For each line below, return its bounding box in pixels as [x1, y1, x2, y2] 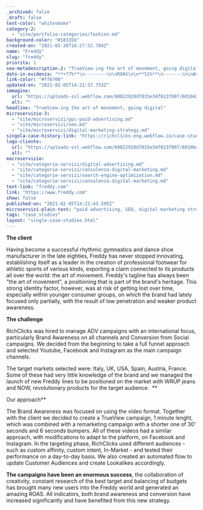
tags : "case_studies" [6, 212, 61, 218]
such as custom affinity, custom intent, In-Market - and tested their [6, 446, 173, 454]
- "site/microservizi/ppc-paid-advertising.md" [11, 116, 134, 122]
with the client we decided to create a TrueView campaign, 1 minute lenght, [6, 414, 193, 421]
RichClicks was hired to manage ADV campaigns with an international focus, [6, 327, 196, 334]
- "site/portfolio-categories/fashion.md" [11, 32, 120, 38]
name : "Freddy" [6, 49, 45, 55]
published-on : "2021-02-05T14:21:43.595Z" [6, 201, 115, 207]
